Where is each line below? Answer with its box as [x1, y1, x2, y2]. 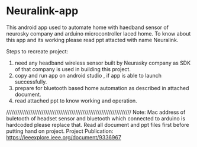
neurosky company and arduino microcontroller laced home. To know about [6, 30, 191, 37]
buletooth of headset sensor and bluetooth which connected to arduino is [6, 114, 185, 122]
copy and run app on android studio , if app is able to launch [14, 72, 162, 79]
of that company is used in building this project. [14, 65, 131, 72]
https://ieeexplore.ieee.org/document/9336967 [6, 133, 121, 140]
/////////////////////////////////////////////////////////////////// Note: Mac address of [6, 108, 186, 116]
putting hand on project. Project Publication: [6, 127, 114, 135]
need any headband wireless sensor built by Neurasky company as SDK [14, 59, 191, 66]
